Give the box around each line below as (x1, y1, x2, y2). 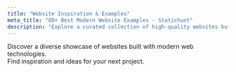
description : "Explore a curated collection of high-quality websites (7, 23, 218, 30)
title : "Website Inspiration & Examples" (7, 10, 131, 17)
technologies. (7, 50, 47, 58)
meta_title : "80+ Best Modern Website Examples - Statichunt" (7, 17, 193, 24)
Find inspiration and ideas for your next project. (7, 57, 145, 66)
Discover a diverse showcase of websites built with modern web (7, 43, 194, 51)
